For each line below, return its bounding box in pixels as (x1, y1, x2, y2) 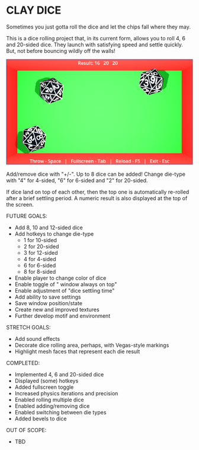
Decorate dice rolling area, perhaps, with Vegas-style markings (14, 342, 169, 349)
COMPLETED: (6, 360, 40, 367)
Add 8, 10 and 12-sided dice (14, 224, 83, 232)
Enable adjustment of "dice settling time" (14, 287, 115, 294)
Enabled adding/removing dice (14, 403, 90, 410)
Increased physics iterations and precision (14, 390, 118, 397)
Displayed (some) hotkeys (14, 378, 79, 385)
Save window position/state (14, 300, 83, 307)
